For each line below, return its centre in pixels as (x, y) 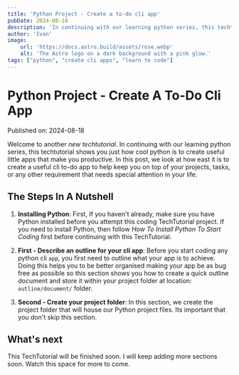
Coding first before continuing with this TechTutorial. (95, 236)
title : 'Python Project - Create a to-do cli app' (84, 14)
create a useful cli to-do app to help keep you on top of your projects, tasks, (119, 167)
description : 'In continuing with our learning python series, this (111, 27)
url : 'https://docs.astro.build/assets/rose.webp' (97, 47)
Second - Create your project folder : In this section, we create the (115, 302)
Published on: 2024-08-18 (46, 130)
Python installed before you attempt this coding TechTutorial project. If (121, 221)
